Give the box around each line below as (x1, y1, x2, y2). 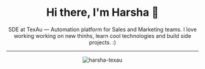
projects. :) (88, 38, 117, 46)
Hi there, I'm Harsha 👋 (46, 5, 159, 20)
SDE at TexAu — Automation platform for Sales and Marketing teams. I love (8, 26, 197, 33)
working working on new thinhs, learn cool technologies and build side (13, 32, 192, 39)
